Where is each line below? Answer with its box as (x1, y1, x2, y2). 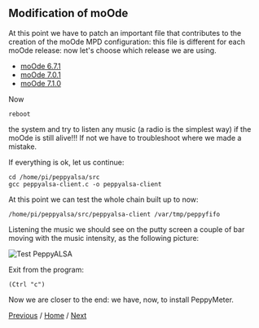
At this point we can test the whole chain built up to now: (8, 195, 199, 204)
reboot (8, 110, 31, 118)
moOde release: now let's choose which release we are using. (8, 45, 217, 55)
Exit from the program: (8, 265, 84, 274)
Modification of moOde (8, 7, 129, 20)
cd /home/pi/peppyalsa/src (8, 173, 100, 181)
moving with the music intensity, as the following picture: (8, 233, 200, 243)
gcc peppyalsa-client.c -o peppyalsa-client (8, 180, 162, 188)
